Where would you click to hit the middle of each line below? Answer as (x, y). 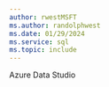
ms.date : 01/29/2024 (47, 33)
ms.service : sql (39, 42)
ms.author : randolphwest (55, 25)
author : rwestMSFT (43, 17)
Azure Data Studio (43, 75)
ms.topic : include (43, 50)
